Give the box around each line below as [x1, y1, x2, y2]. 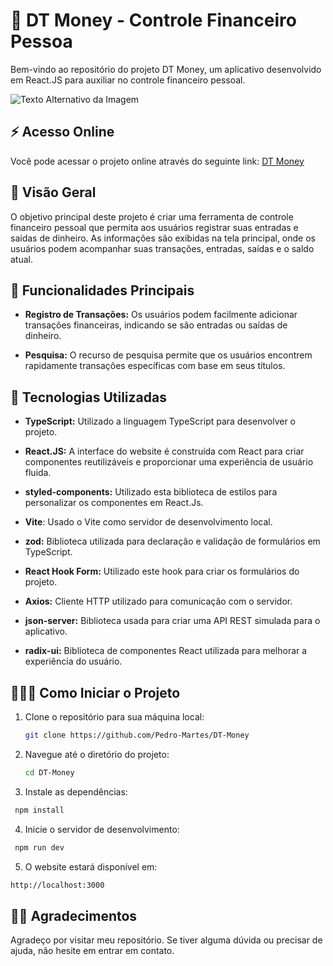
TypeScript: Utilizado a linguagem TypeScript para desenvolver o [24, 415, 297, 428]
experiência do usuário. [24, 655, 123, 668]
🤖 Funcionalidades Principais [10, 282, 195, 299]
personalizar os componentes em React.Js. [24, 497, 204, 509]
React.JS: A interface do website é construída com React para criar [24, 445, 305, 458]
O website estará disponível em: [24, 860, 158, 873]
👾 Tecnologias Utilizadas [10, 389, 167, 406]
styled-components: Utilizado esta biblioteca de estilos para [24, 486, 278, 498]
